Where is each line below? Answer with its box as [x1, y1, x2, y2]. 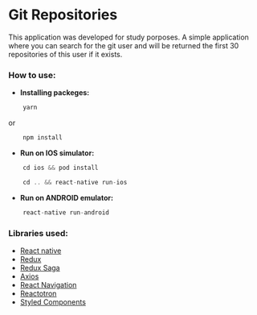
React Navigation [19, 280, 77, 289]
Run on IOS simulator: [19, 147, 95, 158]
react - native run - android [22, 208, 110, 217]
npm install [22, 134, 63, 142]
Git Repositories [8, 6, 118, 24]
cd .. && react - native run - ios [22, 178, 128, 186]
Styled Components [19, 296, 87, 307]
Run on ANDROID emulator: [19, 193, 114, 202]
